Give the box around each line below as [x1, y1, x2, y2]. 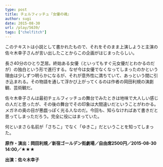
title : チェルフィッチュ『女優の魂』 [5, 12, 72, 17]
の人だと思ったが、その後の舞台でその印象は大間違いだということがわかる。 [5, 101, 159, 107]
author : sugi [5, 16, 32, 21]
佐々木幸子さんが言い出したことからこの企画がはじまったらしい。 [5, 50, 137, 56]
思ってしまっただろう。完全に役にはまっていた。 [5, 113, 102, 119]
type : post [5, 7, 27, 12]
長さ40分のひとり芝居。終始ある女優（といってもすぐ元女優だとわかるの [5, 61, 151, 66]
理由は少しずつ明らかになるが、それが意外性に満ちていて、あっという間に [5, 73, 154, 78]
